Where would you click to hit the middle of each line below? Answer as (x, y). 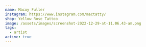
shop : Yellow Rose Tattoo (31, 19)
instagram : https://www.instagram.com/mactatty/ (56, 14)
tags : (11, 28)
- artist (18, 32)
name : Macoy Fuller (25, 10)
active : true (18, 37)
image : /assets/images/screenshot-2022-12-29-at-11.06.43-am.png (73, 23)
